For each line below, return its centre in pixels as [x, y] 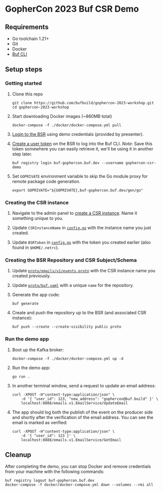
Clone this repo [27, 94]
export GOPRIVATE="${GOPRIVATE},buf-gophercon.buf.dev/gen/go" [78, 190]
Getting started [24, 83]
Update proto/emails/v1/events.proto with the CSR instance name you [84, 271]
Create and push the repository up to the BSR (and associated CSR [79, 313]
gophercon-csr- [141, 163]
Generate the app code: [36, 295]
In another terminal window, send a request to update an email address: [84, 385]
